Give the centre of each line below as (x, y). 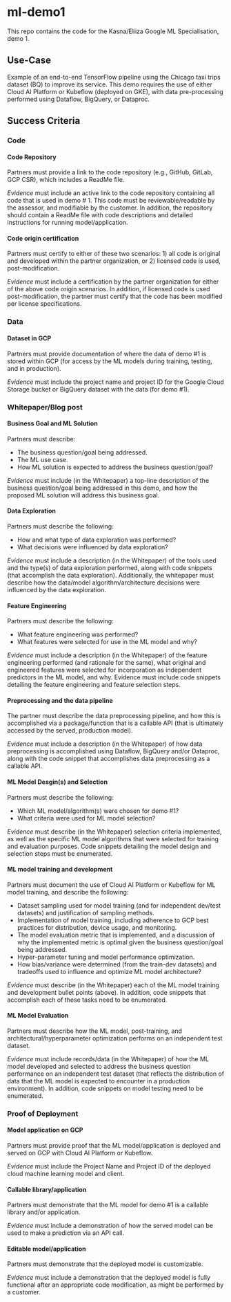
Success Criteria (44, 121)
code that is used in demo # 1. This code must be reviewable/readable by (111, 201)
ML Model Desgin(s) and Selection (58, 782)
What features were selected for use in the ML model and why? (107, 642)
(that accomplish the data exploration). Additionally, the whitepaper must (110, 575)
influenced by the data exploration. (57, 589)
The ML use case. (43, 459)
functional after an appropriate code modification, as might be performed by (115, 1285)
